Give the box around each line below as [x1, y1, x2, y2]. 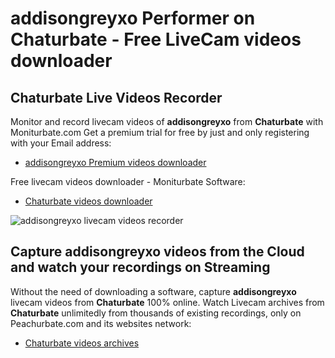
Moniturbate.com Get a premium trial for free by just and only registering [10, 127, 310, 138]
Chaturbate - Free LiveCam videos [10, 28, 302, 51]
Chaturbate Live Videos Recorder [10, 89, 223, 106]
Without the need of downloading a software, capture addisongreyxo [10, 285, 297, 297]
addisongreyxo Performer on [10, 7, 256, 30]
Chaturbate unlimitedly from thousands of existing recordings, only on [10, 307, 302, 319]
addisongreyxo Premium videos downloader [24, 157, 207, 168]
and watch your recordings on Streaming [10, 259, 271, 276]
